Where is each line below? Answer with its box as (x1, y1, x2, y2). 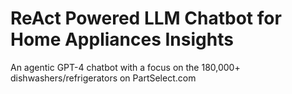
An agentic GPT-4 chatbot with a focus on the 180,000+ (10, 61, 241, 73)
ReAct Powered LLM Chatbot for (10, 7, 282, 30)
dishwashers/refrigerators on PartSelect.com (10, 72, 197, 84)
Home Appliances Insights (10, 28, 234, 51)
